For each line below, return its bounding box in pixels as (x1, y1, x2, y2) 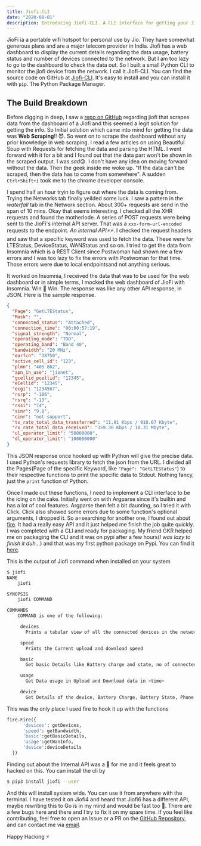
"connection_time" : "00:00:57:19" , (12, 325, 101, 331)
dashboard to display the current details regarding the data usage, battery (7, 49, 188, 56)
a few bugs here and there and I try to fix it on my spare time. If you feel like (7, 808, 193, 816)
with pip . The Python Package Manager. (7, 80, 106, 88)
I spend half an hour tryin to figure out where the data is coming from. (7, 188, 178, 196)
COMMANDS (7, 608, 29, 613)
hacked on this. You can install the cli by (7, 767, 106, 774)
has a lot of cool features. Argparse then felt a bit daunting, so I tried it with (7, 501, 191, 509)
